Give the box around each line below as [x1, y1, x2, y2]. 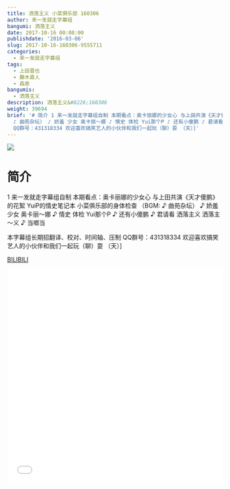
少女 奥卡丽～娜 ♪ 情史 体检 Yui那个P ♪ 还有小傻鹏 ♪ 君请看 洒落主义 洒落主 [7, 210, 220, 218]
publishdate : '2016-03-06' [7, 36, 84, 42]
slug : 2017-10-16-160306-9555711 [7, 42, 103, 49]
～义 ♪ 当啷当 [7, 218, 46, 227]
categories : [7, 49, 41, 55]
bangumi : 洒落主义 [7, 23, 56, 29]
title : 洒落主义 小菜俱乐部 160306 [7, 10, 99, 17]
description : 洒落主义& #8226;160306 [7, 99, 107, 106]
